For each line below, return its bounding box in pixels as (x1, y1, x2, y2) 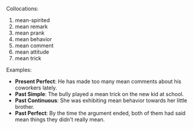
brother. (14, 103, 35, 110)
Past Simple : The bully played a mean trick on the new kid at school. (14, 91, 184, 97)
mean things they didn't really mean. (14, 116, 105, 123)
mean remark (14, 23, 48, 30)
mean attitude (14, 48, 50, 56)
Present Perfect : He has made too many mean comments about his (14, 78, 182, 85)
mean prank (14, 29, 45, 36)
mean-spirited (14, 17, 50, 23)
